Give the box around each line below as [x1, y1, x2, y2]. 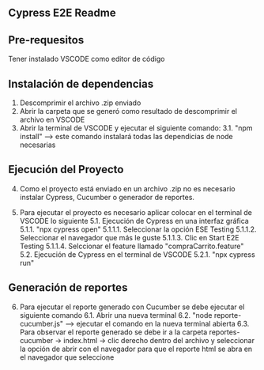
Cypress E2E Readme [8, 6, 116, 20]
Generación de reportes [8, 281, 128, 295]
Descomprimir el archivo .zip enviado [19, 98, 141, 108]
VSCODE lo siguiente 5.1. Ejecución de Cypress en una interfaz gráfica [19, 216, 249, 225]
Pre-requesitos [8, 33, 85, 47]
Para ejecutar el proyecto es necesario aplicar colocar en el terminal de [19, 207, 253, 217]
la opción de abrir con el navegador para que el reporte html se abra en [19, 344, 253, 353]
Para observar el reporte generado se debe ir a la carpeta [19, 327, 208, 337]
